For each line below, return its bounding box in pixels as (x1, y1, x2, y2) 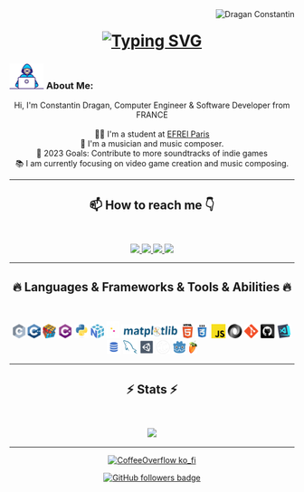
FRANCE (135, 109, 169, 120)
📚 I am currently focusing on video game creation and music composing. (14, 158, 290, 169)
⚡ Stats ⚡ (126, 382, 178, 397)
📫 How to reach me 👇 (89, 197, 215, 213)
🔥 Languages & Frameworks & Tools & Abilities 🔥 (12, 279, 292, 295)
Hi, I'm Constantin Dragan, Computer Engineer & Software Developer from (14, 99, 290, 111)
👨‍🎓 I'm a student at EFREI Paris (94, 128, 210, 139)
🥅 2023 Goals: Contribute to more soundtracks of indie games (35, 148, 269, 159)
